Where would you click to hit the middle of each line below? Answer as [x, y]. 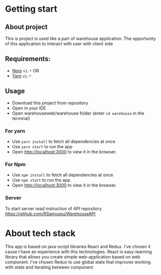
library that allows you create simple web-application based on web [73, 257]
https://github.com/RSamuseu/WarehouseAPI [50, 214]
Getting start [31, 9]
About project [26, 27]
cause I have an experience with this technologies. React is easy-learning [78, 252]
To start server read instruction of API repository [53, 208]
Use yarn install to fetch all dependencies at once [64, 141]
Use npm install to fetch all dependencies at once [63, 175]
